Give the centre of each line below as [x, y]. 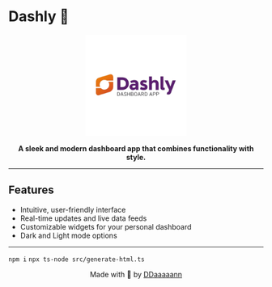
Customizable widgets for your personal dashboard [106, 226]
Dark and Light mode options [68, 235]
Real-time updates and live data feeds [83, 218]
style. [136, 157]
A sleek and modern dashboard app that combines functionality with [136, 148]
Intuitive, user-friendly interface [73, 209]
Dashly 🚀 [39, 17]
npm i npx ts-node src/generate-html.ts [76, 259]
